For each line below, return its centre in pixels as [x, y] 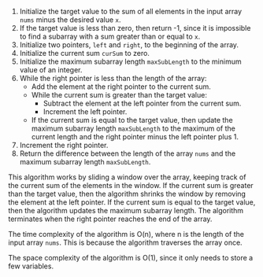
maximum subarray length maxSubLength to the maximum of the [133, 128]
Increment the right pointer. [64, 145]
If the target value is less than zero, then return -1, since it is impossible [135, 28]
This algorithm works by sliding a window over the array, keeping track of [127, 177]
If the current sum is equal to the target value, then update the [132, 120]
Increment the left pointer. [85, 112]
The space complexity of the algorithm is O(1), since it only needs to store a [131, 258]
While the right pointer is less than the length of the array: [113, 78]
